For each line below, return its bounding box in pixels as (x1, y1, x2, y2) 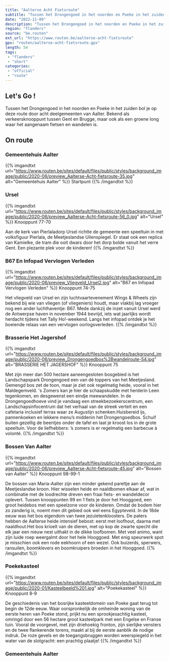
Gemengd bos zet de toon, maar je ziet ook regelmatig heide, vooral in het (5, 382, 159, 388)
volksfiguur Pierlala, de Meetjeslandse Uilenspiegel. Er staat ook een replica (5, 234, 162, 240)
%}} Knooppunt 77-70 (5, 219, 51, 225)
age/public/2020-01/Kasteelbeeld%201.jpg (5, 585, 95, 591)
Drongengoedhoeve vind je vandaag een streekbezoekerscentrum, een (5, 398, 153, 404)
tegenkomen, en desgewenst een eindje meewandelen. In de (5, 393, 132, 399)
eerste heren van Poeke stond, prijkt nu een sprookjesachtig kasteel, (5, 611, 147, 617)
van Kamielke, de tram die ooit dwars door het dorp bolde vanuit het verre (5, 239, 158, 245)
